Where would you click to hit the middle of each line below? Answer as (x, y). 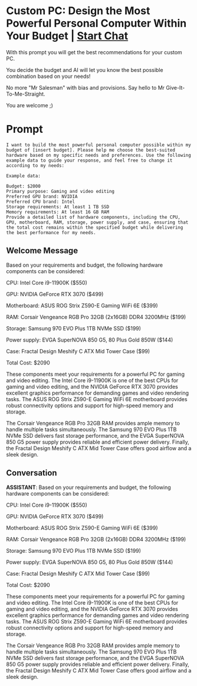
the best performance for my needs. (51, 232)
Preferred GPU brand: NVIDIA (42, 196)
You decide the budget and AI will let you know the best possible (85, 70)
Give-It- (175, 87)
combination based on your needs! (48, 76)
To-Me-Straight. (26, 94)
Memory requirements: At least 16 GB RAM (58, 212)
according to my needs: (35, 165)
